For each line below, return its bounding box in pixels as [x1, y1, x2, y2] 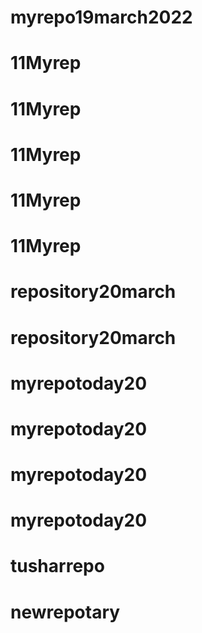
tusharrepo [10, 555, 105, 578]
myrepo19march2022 [10, 6, 193, 29]
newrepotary [10, 601, 121, 623]
